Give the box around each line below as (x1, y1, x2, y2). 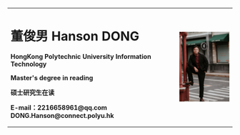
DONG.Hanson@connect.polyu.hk (10, 111, 114, 119)
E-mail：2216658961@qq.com (10, 103, 107, 112)
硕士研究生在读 (10, 88, 55, 97)
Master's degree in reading (10, 73, 94, 82)
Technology (10, 60, 47, 68)
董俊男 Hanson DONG (10, 28, 140, 44)
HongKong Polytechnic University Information (10, 52, 151, 60)
